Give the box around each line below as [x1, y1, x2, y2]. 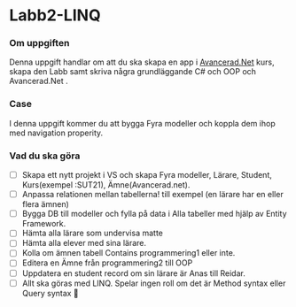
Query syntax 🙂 [21, 288, 80, 298]
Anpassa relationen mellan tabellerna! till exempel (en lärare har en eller [21, 189, 284, 200]
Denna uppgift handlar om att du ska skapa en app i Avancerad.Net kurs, [9, 57, 275, 67]
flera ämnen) [21, 199, 69, 210]
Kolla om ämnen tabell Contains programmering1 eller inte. [21, 248, 236, 258]
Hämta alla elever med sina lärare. [21, 238, 147, 249]
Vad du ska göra [9, 150, 81, 162]
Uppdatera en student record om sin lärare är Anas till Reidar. [21, 267, 245, 279]
